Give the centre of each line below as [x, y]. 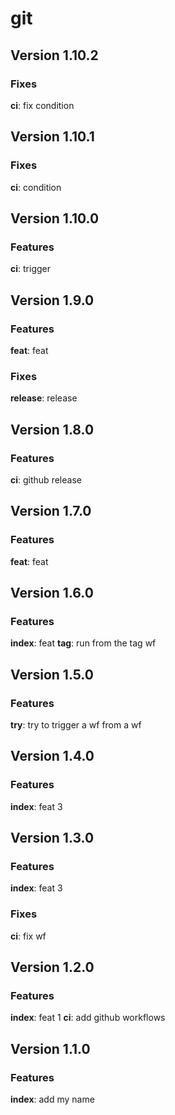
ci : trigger [30, 269]
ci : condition [36, 187]
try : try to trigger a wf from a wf [76, 724]
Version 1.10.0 [55, 218]
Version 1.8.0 [52, 429]
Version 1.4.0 [52, 756]
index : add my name [52, 1099]
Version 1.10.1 [52, 137]
